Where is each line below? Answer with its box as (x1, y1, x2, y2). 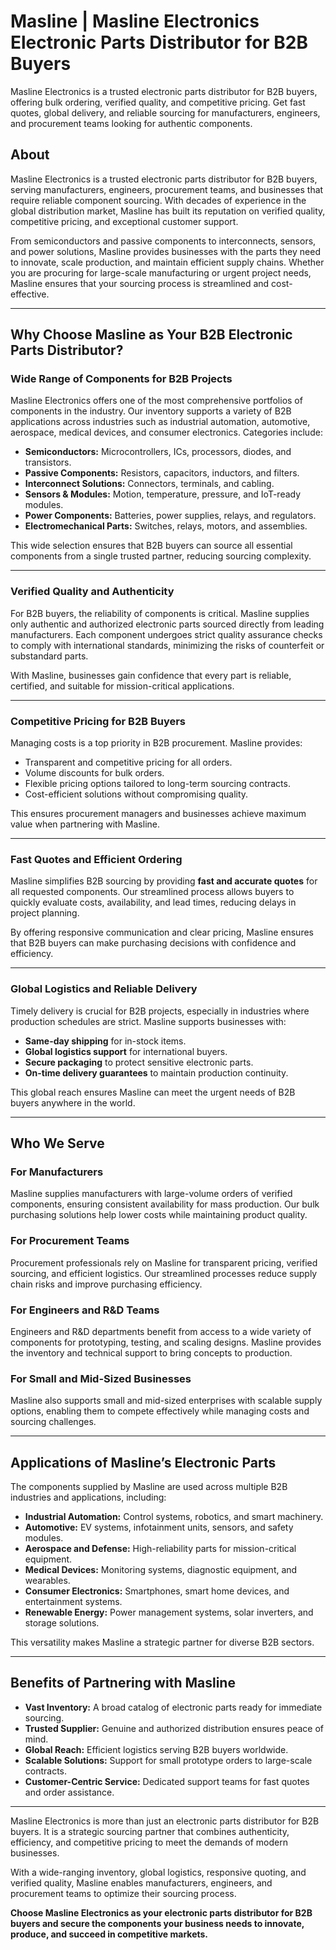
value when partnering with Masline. (10, 818, 160, 830)
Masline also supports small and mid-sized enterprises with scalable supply (10, 1395, 323, 1407)
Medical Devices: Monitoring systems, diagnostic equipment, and (24, 1564, 298, 1576)
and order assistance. (24, 1786, 115, 1798)
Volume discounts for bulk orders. (24, 767, 165, 779)
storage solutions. (24, 1617, 100, 1629)
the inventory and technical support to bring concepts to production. (10, 1346, 293, 1359)
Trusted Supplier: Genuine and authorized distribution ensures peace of (24, 1722, 324, 1734)
